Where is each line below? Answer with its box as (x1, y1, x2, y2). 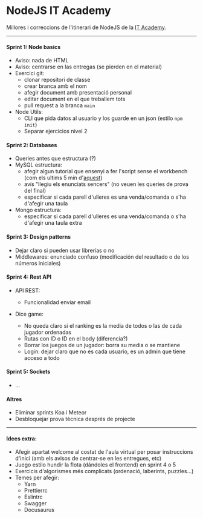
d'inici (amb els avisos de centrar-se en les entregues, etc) (14, 455, 162, 462)
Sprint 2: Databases (6, 141, 57, 148)
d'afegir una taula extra (24, 219, 83, 227)
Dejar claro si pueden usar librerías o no (14, 247, 115, 254)
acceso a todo (24, 354, 60, 361)
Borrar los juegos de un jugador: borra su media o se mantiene (24, 341, 180, 348)
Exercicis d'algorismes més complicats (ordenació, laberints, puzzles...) (14, 468, 194, 475)
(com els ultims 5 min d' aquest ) (24, 174, 103, 182)
